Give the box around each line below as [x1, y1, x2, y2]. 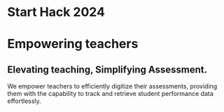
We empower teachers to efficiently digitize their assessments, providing [7, 82, 218, 90]
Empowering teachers [7, 36, 139, 52]
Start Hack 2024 [7, 4, 105, 20]
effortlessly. [7, 97, 42, 105]
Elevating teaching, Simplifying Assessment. [7, 63, 208, 75]
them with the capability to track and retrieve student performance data [7, 90, 213, 98]
